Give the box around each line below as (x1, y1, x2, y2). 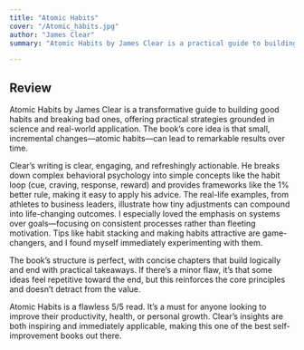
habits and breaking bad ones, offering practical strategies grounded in (9, 114, 275, 125)
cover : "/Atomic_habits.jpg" (9, 22, 119, 31)
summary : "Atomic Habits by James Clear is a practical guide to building (9, 38, 298, 48)
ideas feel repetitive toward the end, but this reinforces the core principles (9, 274, 286, 286)
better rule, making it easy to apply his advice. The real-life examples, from (9, 190, 290, 200)
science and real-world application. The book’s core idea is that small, (9, 123, 271, 134)
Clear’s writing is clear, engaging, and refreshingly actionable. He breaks (9, 160, 280, 171)
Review (9, 80, 52, 95)
